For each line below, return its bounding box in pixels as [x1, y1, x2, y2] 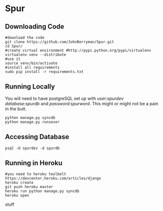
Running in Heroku [5, 159, 63, 167]
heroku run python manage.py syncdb [5, 189, 79, 194]
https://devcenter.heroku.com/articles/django [5, 176, 101, 181]
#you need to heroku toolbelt [5, 172, 67, 177]
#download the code [5, 35, 45, 40]
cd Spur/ [5, 44, 23, 49]
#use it [5, 57, 21, 61]
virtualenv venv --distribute [5, 52, 67, 57]
